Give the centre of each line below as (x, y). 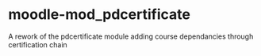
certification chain (38, 44)
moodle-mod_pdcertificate (99, 15)
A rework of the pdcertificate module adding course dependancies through (131, 36)
